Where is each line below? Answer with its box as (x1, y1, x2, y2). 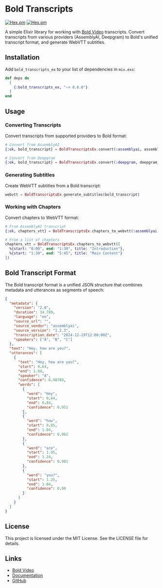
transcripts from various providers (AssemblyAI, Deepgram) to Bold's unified (5, 34, 158, 40)
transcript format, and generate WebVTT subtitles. (5, 39, 106, 45)
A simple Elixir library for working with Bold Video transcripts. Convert (5, 29, 145, 35)
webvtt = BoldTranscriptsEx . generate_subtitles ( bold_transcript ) (5, 192, 140, 197)
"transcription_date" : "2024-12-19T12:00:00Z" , (14, 332, 112, 338)
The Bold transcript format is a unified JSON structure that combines (5, 282, 143, 287)
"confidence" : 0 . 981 (26, 459, 68, 464)
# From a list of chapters (5, 237, 60, 242)
